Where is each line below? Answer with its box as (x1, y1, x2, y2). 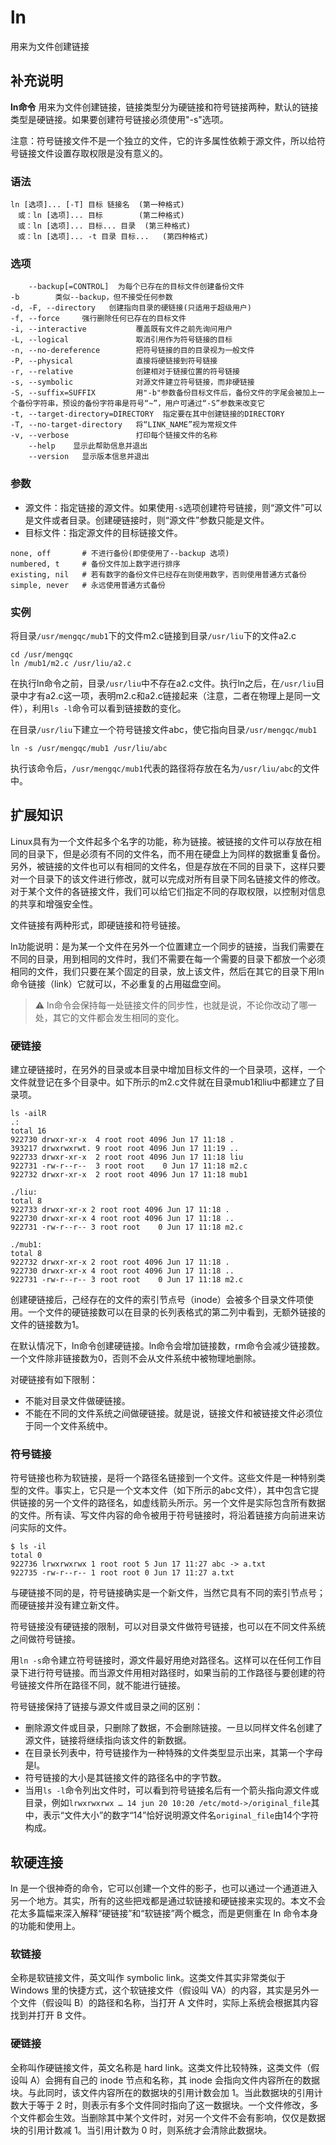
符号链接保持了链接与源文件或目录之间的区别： (10, 1701, 203, 1713)
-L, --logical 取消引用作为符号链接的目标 (10, 335, 233, 345)
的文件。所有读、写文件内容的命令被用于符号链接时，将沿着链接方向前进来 (10, 1509, 317, 1521)
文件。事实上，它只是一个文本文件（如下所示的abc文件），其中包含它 (27, 1484, 311, 1496)
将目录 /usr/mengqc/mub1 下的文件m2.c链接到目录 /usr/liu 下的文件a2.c (10, 629, 297, 641)
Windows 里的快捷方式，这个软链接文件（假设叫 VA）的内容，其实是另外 (10, 1984, 311, 1996)
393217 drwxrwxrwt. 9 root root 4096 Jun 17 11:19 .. (10, 1144, 240, 1154)
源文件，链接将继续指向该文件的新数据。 (24, 1734, 192, 1746)
